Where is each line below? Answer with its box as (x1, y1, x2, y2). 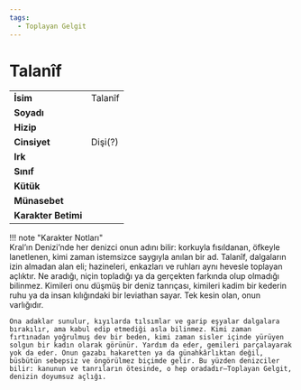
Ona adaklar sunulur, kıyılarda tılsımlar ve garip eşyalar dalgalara (9, 317, 280, 326)
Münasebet (14, 195, 65, 208)
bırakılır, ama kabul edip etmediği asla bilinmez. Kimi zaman (9, 325, 252, 334)
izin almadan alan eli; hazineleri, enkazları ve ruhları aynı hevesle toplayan (9, 261, 283, 272)
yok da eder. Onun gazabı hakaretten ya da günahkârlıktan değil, (9, 348, 264, 357)
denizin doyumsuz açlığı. (9, 372, 106, 382)
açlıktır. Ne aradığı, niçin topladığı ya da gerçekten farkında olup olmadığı (9, 271, 279, 282)
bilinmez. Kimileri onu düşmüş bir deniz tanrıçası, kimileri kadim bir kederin (9, 281, 287, 292)
